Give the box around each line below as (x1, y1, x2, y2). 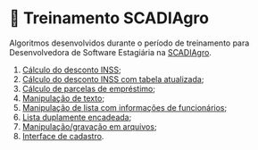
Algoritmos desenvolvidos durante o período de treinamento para (9, 37, 250, 48)
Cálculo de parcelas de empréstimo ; (21, 83, 156, 94)
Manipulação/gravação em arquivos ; (21, 121, 158, 132)
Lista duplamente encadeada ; (21, 112, 132, 122)
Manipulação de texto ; (21, 93, 105, 104)
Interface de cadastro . (21, 130, 104, 141)
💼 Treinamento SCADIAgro (9, 8, 210, 29)
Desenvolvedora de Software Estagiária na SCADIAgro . (9, 46, 212, 57)
